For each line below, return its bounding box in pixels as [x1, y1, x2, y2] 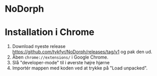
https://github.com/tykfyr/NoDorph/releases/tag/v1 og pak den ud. [12, 49, 152, 55]
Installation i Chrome [5, 27, 95, 38]
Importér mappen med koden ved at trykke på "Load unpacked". [12, 65, 148, 71]
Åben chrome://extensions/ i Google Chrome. [12, 54, 109, 60]
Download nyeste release [12, 43, 66, 49]
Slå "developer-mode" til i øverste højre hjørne [12, 60, 110, 66]
